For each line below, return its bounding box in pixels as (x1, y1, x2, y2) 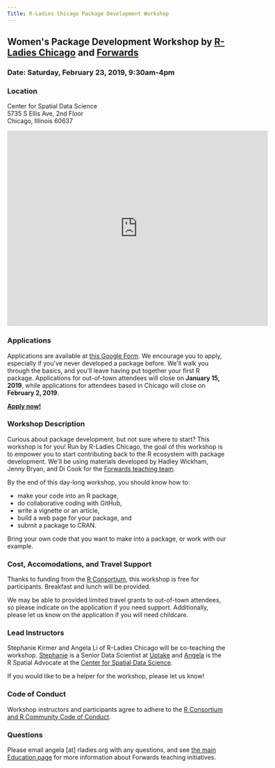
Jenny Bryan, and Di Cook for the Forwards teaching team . (7, 464, 176, 473)
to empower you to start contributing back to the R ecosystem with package (7, 450, 225, 458)
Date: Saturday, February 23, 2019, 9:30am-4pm (7, 67, 175, 77)
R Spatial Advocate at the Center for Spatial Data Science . (7, 658, 173, 667)
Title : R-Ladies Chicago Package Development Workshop (7, 10, 169, 17)
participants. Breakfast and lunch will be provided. (7, 582, 151, 591)
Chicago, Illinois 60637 (7, 117, 73, 125)
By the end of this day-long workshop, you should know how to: (7, 477, 190, 487)
